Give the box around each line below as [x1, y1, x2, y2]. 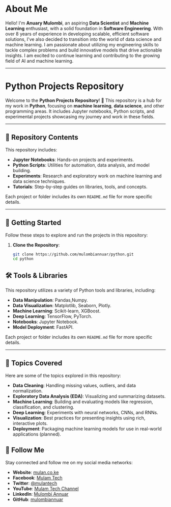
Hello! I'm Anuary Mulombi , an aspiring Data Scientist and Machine [5, 20, 149, 26]
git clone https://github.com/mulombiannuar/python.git [12, 252, 134, 257]
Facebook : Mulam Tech [12, 474, 63, 481]
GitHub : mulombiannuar [12, 496, 64, 502]
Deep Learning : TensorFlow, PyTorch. [12, 313, 93, 319]
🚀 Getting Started [5, 219, 62, 227]
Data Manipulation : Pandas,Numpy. [12, 297, 88, 303]
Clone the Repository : [12, 242, 60, 248]
